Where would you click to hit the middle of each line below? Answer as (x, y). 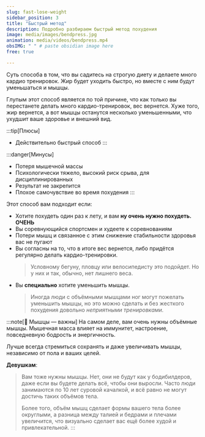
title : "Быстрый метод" (37, 23)
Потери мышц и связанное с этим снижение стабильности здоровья (105, 235)
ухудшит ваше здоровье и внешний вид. (59, 119)
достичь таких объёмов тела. (60, 396)
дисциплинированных (44, 179)
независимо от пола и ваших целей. (54, 353)
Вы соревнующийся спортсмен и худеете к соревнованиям (94, 229)
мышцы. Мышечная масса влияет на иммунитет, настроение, (87, 328)
